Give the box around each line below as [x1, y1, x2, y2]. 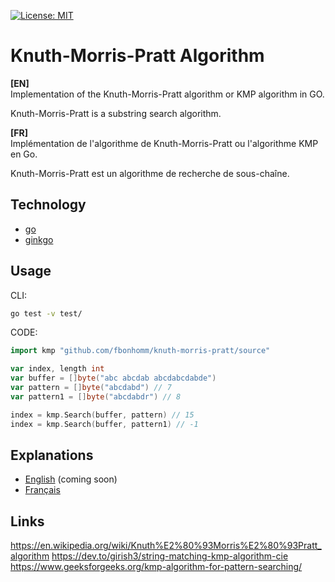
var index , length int [10, 364, 105, 374]
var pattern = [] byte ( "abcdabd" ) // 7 [10, 383, 172, 393]
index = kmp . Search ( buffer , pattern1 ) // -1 [10, 419, 199, 429]
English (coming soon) [24, 473, 118, 485]
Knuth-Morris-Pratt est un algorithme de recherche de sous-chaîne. [10, 167, 290, 179]
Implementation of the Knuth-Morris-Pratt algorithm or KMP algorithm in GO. [10, 88, 325, 100]
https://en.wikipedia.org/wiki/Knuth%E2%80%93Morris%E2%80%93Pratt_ [10, 540, 322, 552]
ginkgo [24, 233, 54, 245]
